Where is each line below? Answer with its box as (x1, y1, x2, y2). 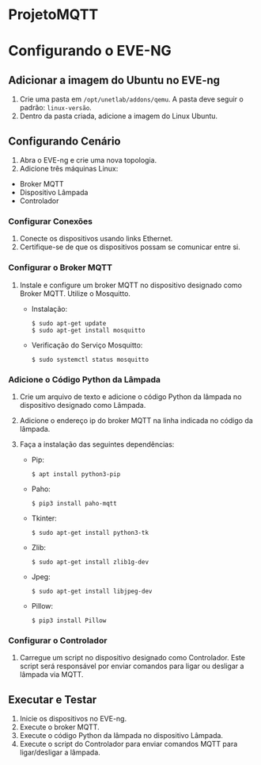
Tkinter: (31, 513, 57, 523)
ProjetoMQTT (8, 6, 99, 24)
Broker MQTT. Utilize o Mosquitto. (19, 288, 130, 298)
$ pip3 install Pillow (31, 617, 107, 625)
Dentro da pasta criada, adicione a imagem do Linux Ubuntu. (19, 111, 218, 121)
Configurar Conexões (8, 216, 93, 227)
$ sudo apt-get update (31, 319, 107, 327)
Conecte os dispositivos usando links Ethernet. (19, 234, 173, 244)
